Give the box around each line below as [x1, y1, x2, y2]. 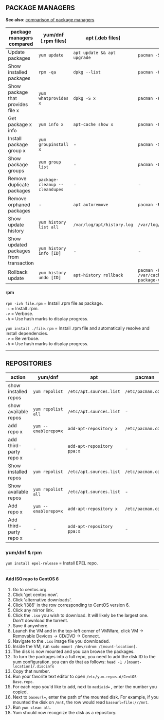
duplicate [8, 181, 30, 188]
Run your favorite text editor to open [12, 673, 86, 680]
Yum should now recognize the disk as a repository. [12, 710, 117, 716]
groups [8, 167, 24, 174]
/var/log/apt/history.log [73, 222, 133, 228]
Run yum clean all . [12, 704, 52, 710]
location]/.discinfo [12, 664, 55, 669]
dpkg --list [73, 69, 101, 75]
